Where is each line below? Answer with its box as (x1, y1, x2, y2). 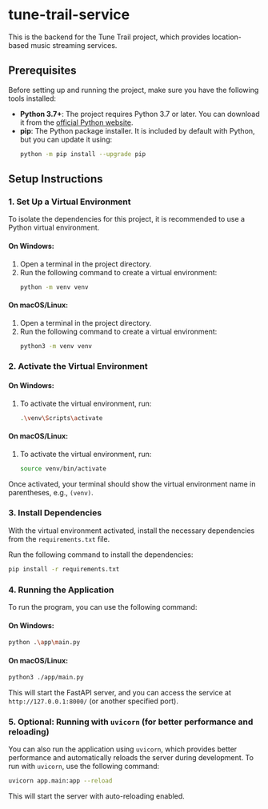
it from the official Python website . (19, 118, 134, 127)
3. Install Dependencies (8, 507, 102, 519)
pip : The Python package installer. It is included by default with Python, (19, 126, 255, 135)
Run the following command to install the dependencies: (8, 550, 194, 559)
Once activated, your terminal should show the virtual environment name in (8, 479, 256, 489)
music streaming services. (30, 40, 118, 50)
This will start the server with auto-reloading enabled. (8, 791, 186, 801)
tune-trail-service (8, 6, 130, 24)
